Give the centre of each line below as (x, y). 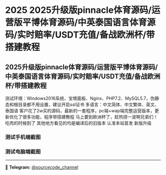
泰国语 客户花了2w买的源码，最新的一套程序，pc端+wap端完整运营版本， (80, 111)
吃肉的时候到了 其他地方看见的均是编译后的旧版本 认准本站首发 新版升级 (78, 123)
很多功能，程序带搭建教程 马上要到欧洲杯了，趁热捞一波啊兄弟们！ (90, 117)
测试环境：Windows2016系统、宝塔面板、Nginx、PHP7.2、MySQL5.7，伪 (80, 98)
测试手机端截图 (23, 137)
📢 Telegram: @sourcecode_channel (42, 167)
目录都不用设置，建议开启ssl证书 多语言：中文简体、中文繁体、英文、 (89, 105)
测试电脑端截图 (23, 151)
